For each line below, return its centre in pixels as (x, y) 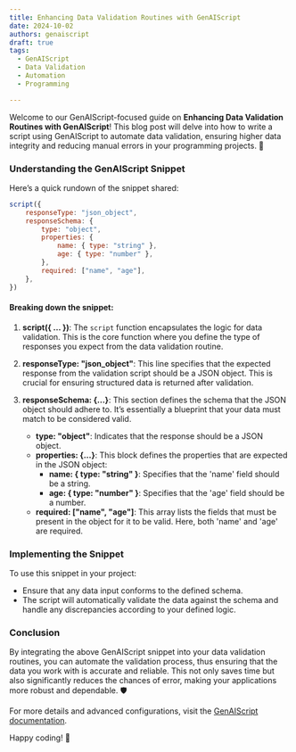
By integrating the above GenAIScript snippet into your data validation (137, 652)
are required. (59, 531)
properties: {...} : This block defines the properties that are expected (161, 455)
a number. (67, 502)
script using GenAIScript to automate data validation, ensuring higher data (145, 136)
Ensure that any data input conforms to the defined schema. (132, 591)
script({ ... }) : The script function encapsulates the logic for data (142, 327)
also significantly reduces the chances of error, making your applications (143, 681)
